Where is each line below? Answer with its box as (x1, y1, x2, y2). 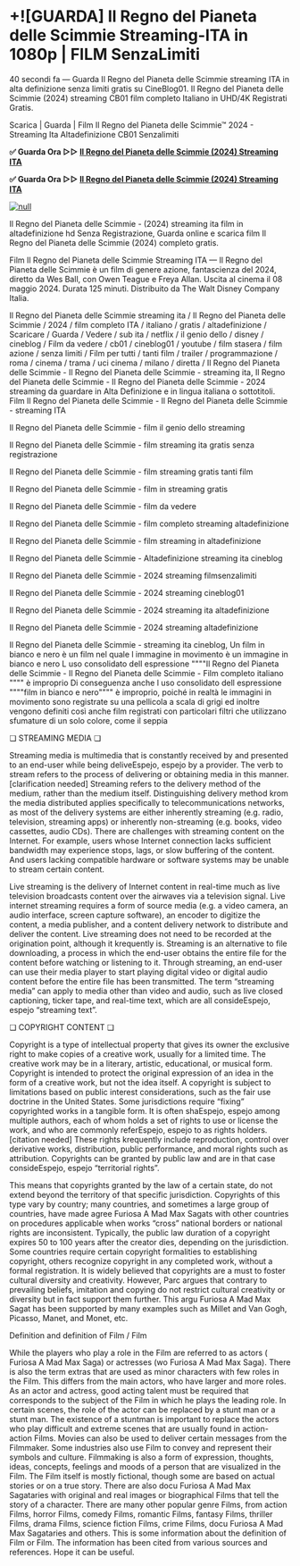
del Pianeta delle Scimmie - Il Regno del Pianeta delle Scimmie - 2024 (9, 376, 266, 387)
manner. (258, 768, 289, 779)
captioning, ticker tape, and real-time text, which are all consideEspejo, (9, 994, 271, 1006)
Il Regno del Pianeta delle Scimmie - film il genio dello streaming (9, 422, 246, 432)
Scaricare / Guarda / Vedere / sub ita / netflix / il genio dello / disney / (9, 329, 264, 339)
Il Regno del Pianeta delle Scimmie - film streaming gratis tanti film (9, 466, 254, 477)
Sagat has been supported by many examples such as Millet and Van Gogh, (9, 1302, 287, 1314)
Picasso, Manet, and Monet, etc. (9, 1312, 129, 1323)
